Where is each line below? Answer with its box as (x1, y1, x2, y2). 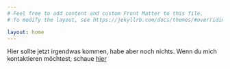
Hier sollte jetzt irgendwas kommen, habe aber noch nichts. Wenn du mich (7, 47, 217, 55)
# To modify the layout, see (7, 16, 90, 23)
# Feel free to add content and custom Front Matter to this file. (7, 10, 204, 17)
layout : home (7, 29, 44, 36)
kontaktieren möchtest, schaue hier (7, 55, 107, 63)
